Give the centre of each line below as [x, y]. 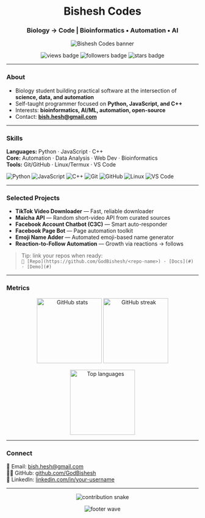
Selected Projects [33, 198]
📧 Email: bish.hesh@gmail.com [45, 466]
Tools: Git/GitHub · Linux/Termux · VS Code [61, 165]
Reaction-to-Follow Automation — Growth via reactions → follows [99, 244]
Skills [15, 138]
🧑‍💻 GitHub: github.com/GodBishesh [51, 473]
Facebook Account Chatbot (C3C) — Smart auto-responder [91, 224]
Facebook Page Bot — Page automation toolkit [74, 231]
